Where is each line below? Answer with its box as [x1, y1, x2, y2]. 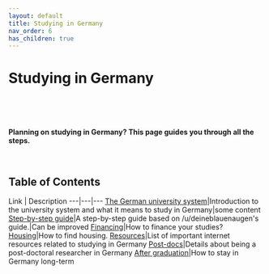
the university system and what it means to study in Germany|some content [8, 205, 261, 214]
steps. [8, 136, 31, 145]
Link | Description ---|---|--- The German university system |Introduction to [8, 196, 259, 206]
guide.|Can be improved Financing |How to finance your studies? [8, 222, 224, 231]
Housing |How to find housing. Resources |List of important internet [8, 231, 231, 240]
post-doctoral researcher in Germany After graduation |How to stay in [8, 248, 239, 257]
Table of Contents [8, 175, 101, 188]
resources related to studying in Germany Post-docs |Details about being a [8, 239, 257, 249]
